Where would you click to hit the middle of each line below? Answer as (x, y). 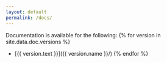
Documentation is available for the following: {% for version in (83, 35)
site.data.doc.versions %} (38, 42)
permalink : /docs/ (29, 18)
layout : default (26, 12)
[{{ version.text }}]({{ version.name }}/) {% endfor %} (81, 53)
